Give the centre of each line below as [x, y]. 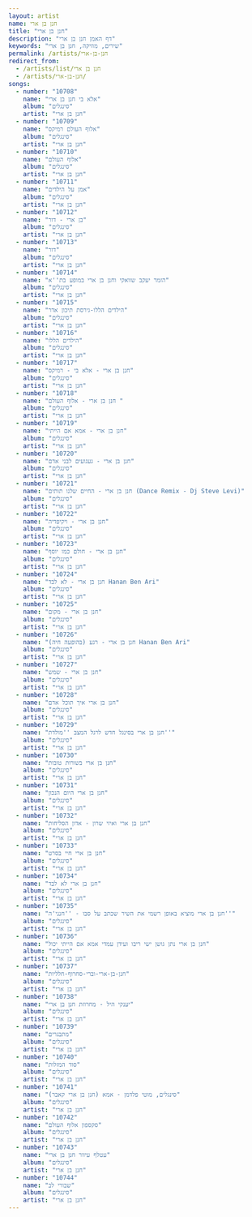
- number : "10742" [47, 1117]
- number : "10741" [47, 1087]
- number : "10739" [47, 1027]
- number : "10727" [47, 665]
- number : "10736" [47, 936]
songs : [19, 84]
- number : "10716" [47, 333]
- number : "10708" [47, 91]
